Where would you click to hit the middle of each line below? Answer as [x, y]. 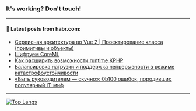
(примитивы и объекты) [44, 48]
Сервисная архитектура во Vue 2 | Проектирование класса [89, 42]
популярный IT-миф [39, 85]
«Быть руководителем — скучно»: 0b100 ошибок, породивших [93, 79]
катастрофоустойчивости [46, 73]
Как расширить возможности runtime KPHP [69, 60]
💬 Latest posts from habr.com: [43, 28]
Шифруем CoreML [37, 54]
